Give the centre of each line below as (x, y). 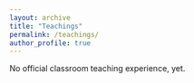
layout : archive (40, 18)
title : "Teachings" (46, 26)
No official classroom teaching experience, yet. (97, 69)
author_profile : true (50, 43)
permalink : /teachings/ (54, 34)
